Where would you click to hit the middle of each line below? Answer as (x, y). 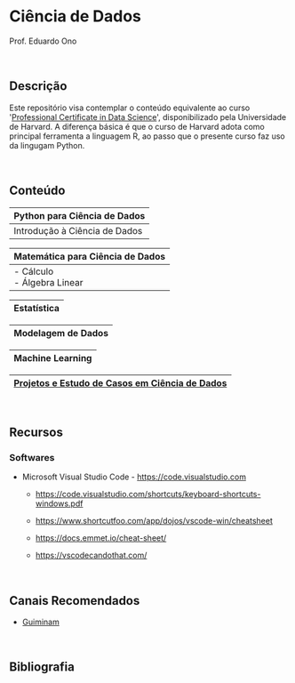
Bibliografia (42, 667)
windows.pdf (59, 503)
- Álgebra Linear (48, 282)
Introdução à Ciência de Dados (78, 230)
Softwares (32, 457)
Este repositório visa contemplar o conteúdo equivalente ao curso (130, 108)
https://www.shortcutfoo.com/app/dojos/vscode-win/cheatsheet (154, 521)
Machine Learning (53, 358)
